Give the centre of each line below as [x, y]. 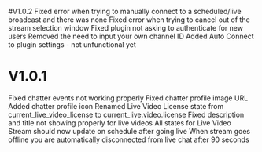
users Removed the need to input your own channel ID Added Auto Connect [131, 36]
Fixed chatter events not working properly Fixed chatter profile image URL [128, 98]
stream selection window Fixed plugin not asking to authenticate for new [126, 28]
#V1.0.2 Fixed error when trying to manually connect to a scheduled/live [125, 11]
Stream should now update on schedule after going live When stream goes [129, 131]
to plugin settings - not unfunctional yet [72, 45]
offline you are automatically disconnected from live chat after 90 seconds [129, 139]
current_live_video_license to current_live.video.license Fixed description [126, 114]
